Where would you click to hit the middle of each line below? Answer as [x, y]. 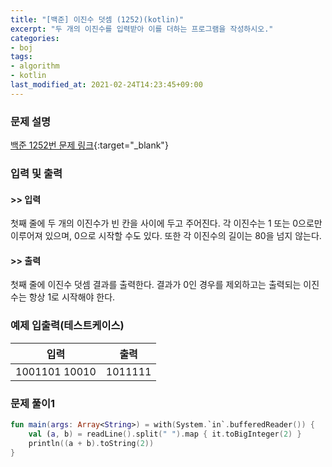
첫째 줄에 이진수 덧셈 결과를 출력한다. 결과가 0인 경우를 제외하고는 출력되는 [156, 285]
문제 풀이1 [33, 403]
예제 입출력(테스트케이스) [67, 326]
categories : [35, 38]
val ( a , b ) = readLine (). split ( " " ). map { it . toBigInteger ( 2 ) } [165, 434]
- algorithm [35, 66]
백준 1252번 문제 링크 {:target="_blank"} [89, 145]
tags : [21, 57]
